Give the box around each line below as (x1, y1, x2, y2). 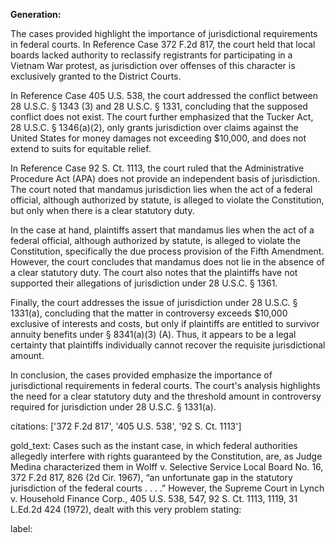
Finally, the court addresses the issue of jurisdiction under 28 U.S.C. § (10, 297, 298, 308)
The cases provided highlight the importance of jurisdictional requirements (10, 28, 318, 39)
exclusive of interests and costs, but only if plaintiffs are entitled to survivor (10, 318, 320, 329)
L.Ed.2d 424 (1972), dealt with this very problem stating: (10, 504, 242, 515)
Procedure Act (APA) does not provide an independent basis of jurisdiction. (10, 173, 321, 184)
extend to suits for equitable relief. (10, 143, 152, 154)
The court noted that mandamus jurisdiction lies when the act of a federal (10, 184, 313, 195)
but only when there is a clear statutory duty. (10, 205, 195, 216)
